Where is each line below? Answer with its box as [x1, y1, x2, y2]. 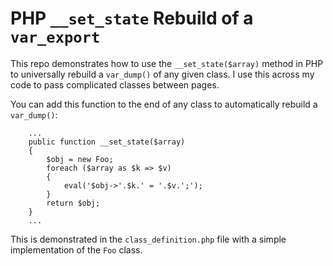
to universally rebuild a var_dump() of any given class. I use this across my [10, 68, 315, 80]
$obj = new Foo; [46, 154, 114, 164]
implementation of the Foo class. [10, 243, 143, 256]
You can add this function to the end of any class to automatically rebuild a [10, 98, 318, 110]
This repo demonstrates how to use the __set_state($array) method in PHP [10, 57, 324, 69]
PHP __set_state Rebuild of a [10, 7, 254, 30]
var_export [10, 28, 101, 47]
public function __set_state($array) [28, 137, 186, 147]
